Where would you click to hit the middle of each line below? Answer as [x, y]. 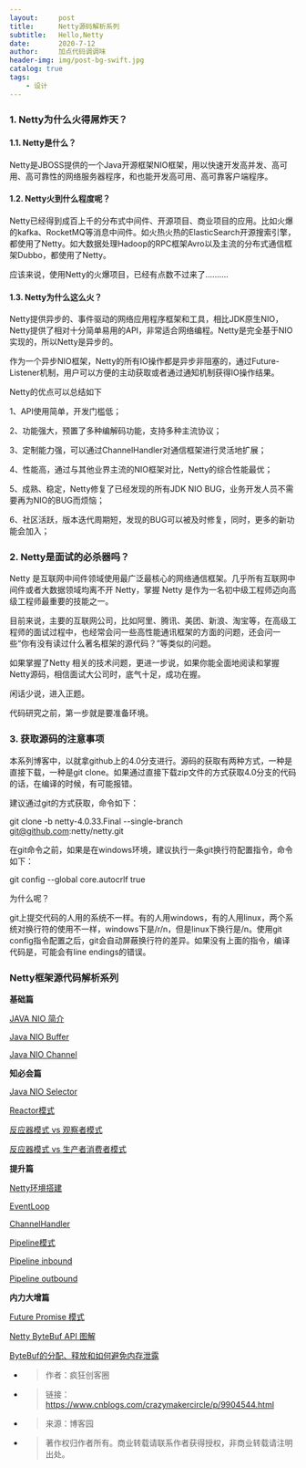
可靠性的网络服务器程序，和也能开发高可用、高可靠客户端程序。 [153, 176]
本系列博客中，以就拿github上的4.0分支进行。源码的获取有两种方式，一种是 [151, 760]
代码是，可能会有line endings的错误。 [80, 952]
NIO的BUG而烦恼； [69, 500]
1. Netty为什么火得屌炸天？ [69, 120]
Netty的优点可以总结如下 [56, 392]
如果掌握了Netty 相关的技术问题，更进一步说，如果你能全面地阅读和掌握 [144, 663]
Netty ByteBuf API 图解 [52, 1337]
